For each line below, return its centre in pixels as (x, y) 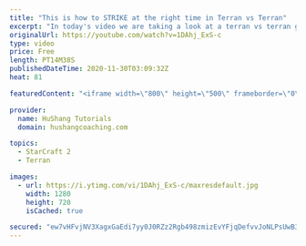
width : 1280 (48, 194)
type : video (32, 43)
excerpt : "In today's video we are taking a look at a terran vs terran (150, 26)
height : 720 (48, 202)
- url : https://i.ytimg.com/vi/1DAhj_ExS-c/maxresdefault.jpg (138, 185)
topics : (24, 143)
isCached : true (55, 210)
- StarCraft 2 (44, 152)
